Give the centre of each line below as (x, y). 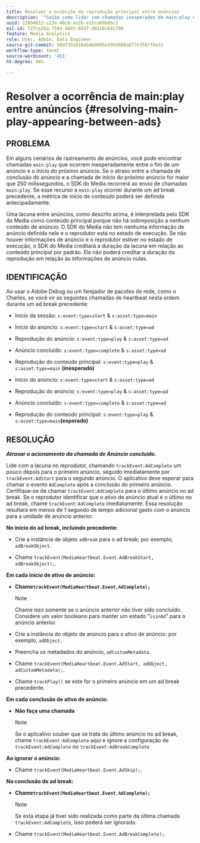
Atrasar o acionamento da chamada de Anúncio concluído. (81, 454)
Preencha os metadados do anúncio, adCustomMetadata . (82, 652)
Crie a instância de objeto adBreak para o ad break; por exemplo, (94, 539)
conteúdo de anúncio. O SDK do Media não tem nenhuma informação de (95, 227)
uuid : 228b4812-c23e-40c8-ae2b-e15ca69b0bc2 (62, 23)
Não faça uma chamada (45, 711)
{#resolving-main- (131, 109)
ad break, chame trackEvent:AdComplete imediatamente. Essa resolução (95, 504)
